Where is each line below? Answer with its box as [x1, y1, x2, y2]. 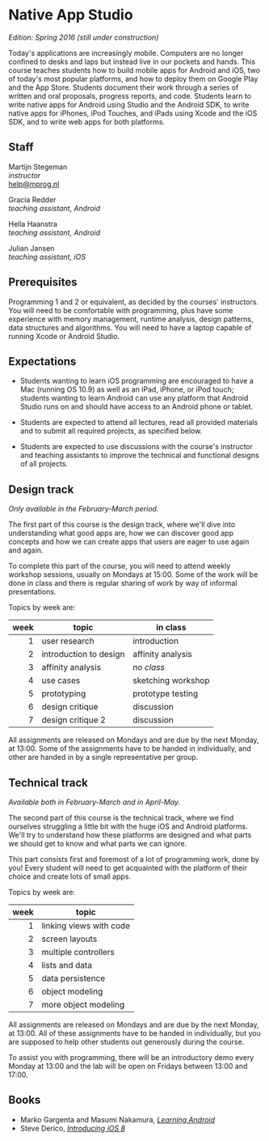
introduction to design [41, 649, 125, 660]
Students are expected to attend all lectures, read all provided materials [19, 418, 258, 427]
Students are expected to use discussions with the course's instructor [19, 442, 253, 452]
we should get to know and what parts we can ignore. [8, 839, 187, 848]
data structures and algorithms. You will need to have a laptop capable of [8, 322, 252, 333]
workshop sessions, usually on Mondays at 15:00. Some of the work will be [8, 570, 258, 579]
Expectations [8, 354, 77, 368]
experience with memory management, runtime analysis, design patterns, [8, 314, 254, 324]
